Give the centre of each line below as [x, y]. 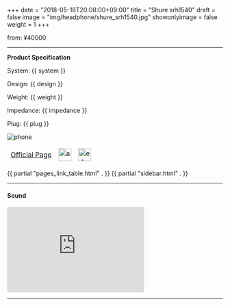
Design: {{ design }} [35, 84]
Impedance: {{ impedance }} [47, 110]
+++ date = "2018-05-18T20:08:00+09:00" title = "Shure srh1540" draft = [111, 10]
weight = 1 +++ [28, 24]
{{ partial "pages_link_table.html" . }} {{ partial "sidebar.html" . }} [98, 173]
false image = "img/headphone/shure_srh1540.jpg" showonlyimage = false [112, 17]
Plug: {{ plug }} [28, 124]
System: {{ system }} [37, 71]
